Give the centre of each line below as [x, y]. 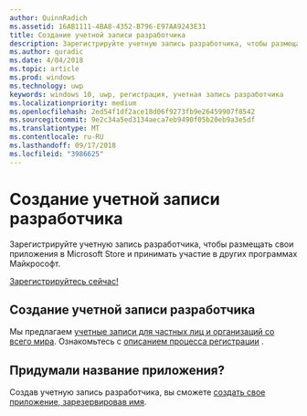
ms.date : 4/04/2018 [47, 60]
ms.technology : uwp [47, 86]
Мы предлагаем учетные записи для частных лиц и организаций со [142, 332]
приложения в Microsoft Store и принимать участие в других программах [153, 253]
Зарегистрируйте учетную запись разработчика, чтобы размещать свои [152, 244]
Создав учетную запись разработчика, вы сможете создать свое [138, 392]
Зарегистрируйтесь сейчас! [64, 281]
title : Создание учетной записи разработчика [97, 35]
